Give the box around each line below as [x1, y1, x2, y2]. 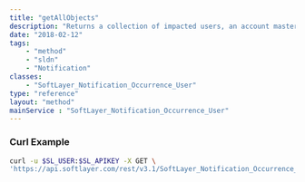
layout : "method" [9, 97, 75, 107]
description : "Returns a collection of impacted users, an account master [9, 22, 299, 31]
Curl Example [9, 136, 70, 148]
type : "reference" [9, 89, 79, 98]
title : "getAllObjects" [9, 13, 100, 23]
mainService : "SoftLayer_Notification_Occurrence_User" [9, 106, 230, 115]
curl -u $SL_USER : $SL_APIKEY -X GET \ [9, 156, 156, 166]
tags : [9, 38, 30, 48]
